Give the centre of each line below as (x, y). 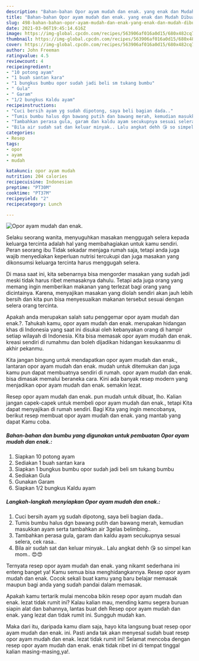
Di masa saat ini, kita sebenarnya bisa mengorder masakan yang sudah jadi (98, 274)
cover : (14, 45)
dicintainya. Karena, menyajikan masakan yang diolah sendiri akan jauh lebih (99, 293)
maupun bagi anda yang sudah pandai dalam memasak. (74, 585)
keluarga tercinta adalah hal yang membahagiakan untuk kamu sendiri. (92, 244)
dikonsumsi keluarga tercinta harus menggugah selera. (73, 263)
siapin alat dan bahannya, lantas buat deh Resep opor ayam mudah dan (93, 609)
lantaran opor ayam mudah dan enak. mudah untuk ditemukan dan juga (93, 366)
